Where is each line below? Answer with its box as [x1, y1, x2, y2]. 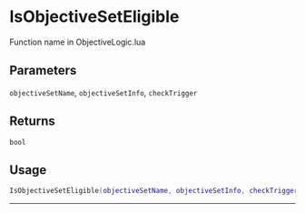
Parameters [9, 63, 77, 78]
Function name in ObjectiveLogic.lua [9, 36, 146, 47]
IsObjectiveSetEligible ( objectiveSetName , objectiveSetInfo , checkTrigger [9, 187, 299, 196]
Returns [9, 114, 56, 129]
